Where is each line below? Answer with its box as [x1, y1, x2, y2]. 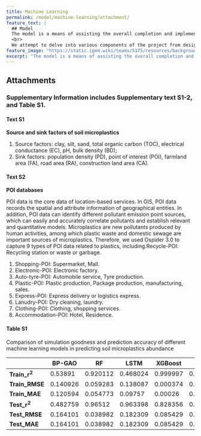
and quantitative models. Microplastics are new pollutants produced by [6, 224, 181, 231]
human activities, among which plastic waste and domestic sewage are [6, 230, 182, 237]
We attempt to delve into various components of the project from [11, 42, 181, 48]
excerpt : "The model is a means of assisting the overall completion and [6, 53, 194, 59]
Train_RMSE [9, 380, 45, 388]
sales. [14, 286, 30, 293]
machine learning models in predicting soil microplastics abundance [6, 344, 174, 352]
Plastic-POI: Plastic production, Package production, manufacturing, [14, 279, 184, 287]
